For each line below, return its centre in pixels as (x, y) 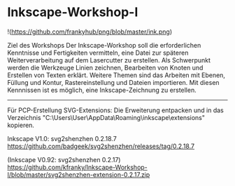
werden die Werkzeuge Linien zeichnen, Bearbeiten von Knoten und (105, 67)
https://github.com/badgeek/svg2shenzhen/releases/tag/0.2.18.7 (101, 146)
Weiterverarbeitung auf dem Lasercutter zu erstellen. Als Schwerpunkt (109, 60)
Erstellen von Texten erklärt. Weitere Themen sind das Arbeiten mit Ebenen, (116, 75)
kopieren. (21, 125)
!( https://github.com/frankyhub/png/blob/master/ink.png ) (90, 32)
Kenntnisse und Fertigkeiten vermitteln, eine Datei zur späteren (98, 53)
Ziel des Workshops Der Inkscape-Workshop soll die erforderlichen (104, 45)
